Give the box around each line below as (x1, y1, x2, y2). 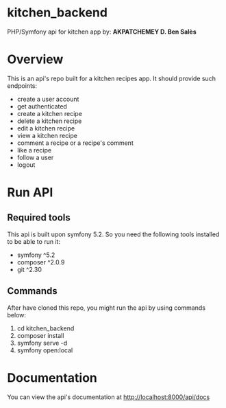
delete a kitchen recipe (16, 117, 82, 125)
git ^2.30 (16, 265, 42, 273)
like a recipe (16, 146, 52, 154)
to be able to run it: (7, 237, 60, 245)
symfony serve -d (16, 339, 68, 347)
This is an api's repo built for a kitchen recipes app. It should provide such (7, 74, 216, 82)
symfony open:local (16, 345, 73, 354)
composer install (16, 331, 64, 339)
